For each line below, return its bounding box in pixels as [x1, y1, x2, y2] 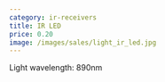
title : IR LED [9, 21, 62, 30]
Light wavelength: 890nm [9, 62, 103, 73]
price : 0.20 [9, 29, 53, 38]
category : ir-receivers [9, 12, 98, 22]
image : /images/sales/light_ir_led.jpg [9, 37, 157, 47]
